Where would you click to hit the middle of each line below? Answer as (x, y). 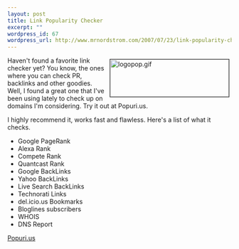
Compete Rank (39, 157)
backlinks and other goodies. (50, 83)
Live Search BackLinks (51, 186)
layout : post (27, 14)
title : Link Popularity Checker (55, 21)
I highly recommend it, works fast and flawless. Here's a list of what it (109, 120)
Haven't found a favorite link (49, 60)
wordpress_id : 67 (33, 34)
